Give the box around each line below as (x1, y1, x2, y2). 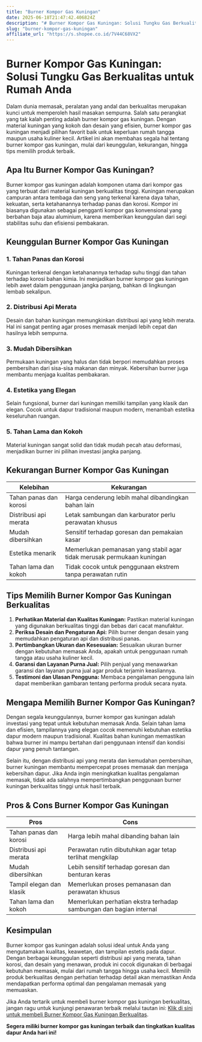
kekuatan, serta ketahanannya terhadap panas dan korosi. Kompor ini (6, 200, 179, 207)
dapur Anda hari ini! (6, 1029, 57, 1036)
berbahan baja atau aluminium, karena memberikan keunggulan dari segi (6, 213, 187, 220)
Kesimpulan (6, 926, 52, 936)
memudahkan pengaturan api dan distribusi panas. (14, 635, 141, 642)
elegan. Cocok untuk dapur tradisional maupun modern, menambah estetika (6, 406, 195, 413)
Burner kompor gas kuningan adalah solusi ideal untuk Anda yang (6, 941, 170, 949)
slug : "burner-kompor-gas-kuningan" (6, 25, 98, 32)
